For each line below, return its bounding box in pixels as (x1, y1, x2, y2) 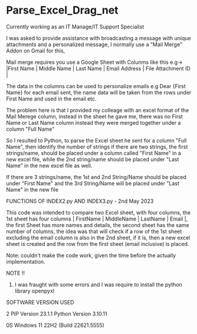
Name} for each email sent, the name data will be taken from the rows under (6, 89, 192, 96)
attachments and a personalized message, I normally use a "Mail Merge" (6, 41, 183, 48)
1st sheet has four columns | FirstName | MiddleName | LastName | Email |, (6, 215, 188, 222)
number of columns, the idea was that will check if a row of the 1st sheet (6, 228, 182, 235)
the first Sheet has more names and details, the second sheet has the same (6, 221, 190, 228)
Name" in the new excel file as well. (6, 162, 93, 169)
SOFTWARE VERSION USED (6, 299, 74, 306)
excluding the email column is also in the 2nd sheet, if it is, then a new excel (6, 234, 191, 241)
